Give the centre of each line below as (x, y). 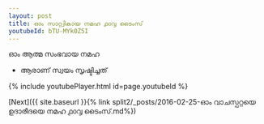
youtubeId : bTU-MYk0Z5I (49, 31)
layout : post (30, 16)
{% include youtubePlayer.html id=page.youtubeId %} (98, 87)
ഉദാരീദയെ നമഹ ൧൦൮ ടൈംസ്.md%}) (72, 111)
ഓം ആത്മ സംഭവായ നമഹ (54, 54)
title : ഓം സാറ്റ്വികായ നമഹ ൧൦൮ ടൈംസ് (76, 24)
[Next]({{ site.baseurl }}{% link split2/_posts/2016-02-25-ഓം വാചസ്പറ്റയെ (132, 102)
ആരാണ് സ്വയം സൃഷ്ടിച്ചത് (64, 71)
